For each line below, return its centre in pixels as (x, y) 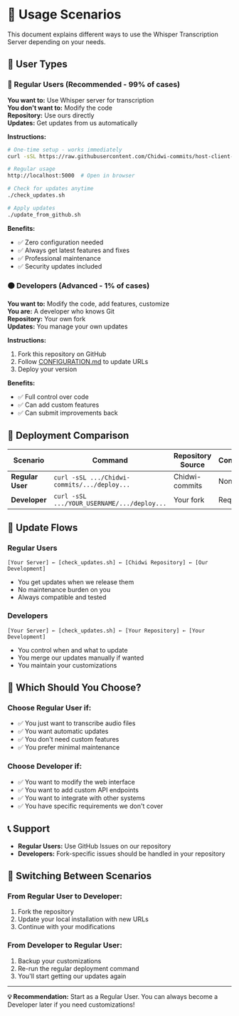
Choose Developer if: (45, 767)
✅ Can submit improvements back (68, 413)
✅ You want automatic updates (63, 731)
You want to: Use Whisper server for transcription (81, 100)
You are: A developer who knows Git (61, 311)
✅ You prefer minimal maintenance (69, 747)
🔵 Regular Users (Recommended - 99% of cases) (94, 85)
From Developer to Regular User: (65, 945)
